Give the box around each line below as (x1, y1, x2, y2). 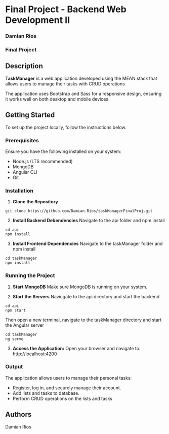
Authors (5, 410, 32, 419)
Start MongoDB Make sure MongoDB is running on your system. (12, 284, 148, 290)
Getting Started (5, 111, 55, 119)
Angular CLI (12, 169, 37, 175)
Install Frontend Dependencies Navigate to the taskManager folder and (12, 240, 163, 247)
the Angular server (5, 322, 45, 328)
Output (5, 363, 23, 370)
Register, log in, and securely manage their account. (12, 385, 121, 391)
